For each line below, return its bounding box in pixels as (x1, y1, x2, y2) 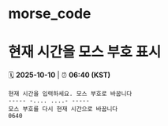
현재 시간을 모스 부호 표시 (8, 43, 162, 61)
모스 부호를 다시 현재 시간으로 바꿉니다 (8, 106, 118, 113)
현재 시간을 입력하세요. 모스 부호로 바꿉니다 (8, 90, 133, 98)
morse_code (8, 5, 91, 23)
